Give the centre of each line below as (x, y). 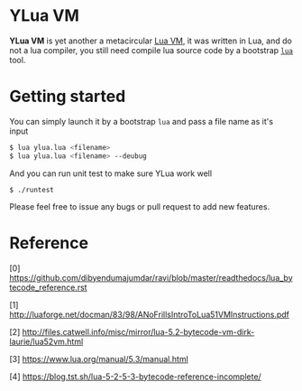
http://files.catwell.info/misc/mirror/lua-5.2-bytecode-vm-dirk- (138, 331)
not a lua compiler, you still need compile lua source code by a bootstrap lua (151, 50)
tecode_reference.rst (48, 287)
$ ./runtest (32, 190)
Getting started (68, 97)
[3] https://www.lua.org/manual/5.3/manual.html (99, 358)
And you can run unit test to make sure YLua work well (111, 173)
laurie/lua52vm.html (46, 341)
